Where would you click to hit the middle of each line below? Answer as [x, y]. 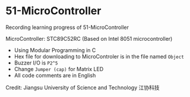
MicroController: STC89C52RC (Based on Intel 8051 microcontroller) [89, 38]
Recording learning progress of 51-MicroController [67, 27]
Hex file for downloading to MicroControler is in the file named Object [99, 56]
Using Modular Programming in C [55, 50]
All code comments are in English [55, 75]
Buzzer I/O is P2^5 [36, 63]
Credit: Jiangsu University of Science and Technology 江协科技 [83, 88]
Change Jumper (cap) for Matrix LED [59, 69]
